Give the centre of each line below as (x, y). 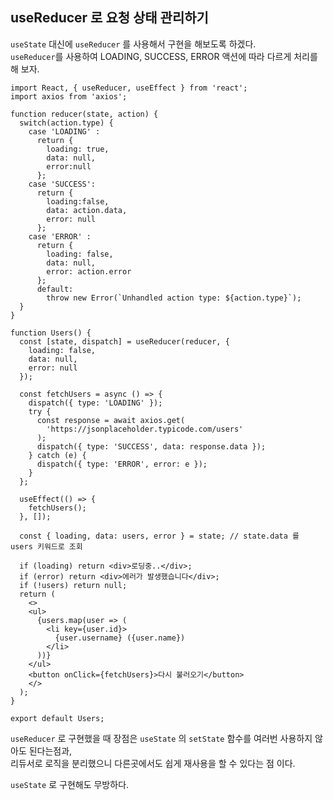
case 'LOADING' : (64, 131)
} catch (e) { (57, 455)
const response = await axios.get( (111, 420)
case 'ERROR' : (60, 236)
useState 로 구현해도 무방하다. (70, 784)
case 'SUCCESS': (62, 184)
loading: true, (78, 149)
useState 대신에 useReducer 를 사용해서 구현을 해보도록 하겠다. (133, 44)
